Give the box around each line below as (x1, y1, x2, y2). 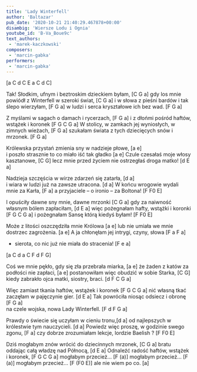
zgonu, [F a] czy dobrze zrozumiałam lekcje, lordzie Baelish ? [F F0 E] (6, 330, 175, 337)
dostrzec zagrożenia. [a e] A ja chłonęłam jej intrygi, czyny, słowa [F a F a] (6, 229, 186, 236)
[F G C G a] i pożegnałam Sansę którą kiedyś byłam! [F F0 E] (6, 211, 153, 218)
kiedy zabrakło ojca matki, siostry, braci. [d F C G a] (6, 276, 131, 283)
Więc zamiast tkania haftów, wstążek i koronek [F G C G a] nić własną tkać (6, 287, 186, 294)
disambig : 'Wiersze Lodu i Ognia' (6, 25, 91, 31)
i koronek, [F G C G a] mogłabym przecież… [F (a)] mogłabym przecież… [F (6, 353, 188, 360)
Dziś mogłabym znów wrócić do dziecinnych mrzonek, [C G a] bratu (6, 341, 172, 348)
